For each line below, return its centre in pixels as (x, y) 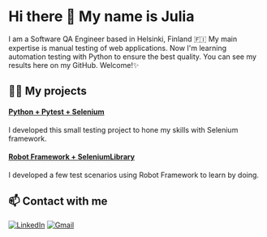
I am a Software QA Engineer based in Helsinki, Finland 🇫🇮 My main (123, 39)
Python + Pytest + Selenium (56, 112)
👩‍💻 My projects (47, 91)
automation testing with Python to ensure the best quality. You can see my (133, 57)
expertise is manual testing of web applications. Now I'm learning (118, 48)
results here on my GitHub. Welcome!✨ (74, 65)
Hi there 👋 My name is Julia (101, 17)
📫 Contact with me (58, 201)
